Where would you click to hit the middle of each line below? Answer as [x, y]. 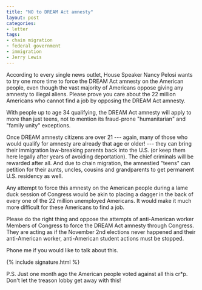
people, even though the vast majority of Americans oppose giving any [95, 87]
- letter [17, 29]
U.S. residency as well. [35, 176]
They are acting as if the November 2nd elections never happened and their [101, 232]
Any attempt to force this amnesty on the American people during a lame [97, 188]
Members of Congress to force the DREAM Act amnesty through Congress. [100, 225]
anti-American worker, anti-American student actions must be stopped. [95, 238]
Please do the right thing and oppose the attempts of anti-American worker [100, 219]
